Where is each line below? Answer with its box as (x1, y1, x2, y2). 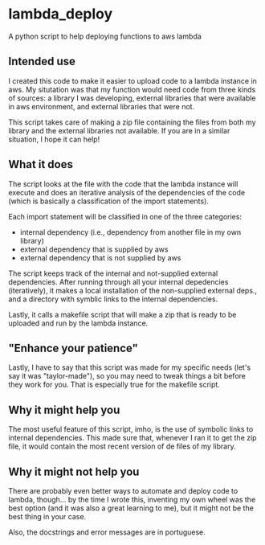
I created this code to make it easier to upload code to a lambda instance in (8, 76, 257, 85)
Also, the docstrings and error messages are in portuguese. (8, 527, 206, 537)
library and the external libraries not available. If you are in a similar (8, 125, 230, 135)
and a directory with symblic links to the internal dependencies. (8, 294, 218, 304)
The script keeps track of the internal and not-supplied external (8, 268, 218, 278)
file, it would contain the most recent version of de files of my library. (8, 441, 236, 451)
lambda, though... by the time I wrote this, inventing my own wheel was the (8, 495, 256, 504)
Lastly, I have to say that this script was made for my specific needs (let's (8, 363, 251, 372)
